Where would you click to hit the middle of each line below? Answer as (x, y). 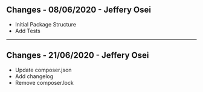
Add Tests (27, 31)
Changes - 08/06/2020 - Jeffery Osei (79, 10)
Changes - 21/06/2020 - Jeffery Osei (78, 56)
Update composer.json (43, 70)
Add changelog (34, 76)
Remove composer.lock (44, 82)
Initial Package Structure (46, 24)
